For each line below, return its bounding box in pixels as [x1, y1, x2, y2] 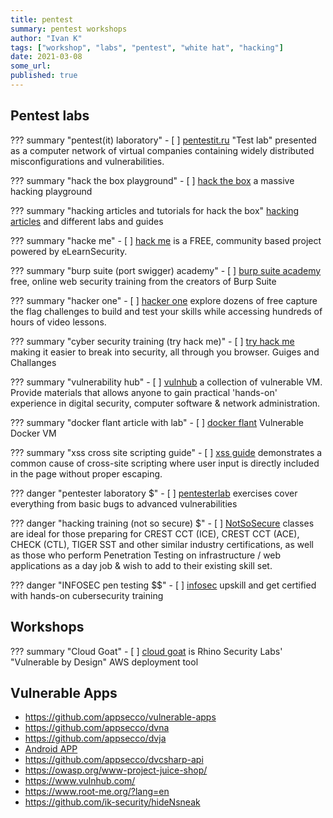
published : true [10, 71, 78, 81]
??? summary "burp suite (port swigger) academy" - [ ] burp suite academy [10, 264, 322, 276]
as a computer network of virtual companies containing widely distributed [10, 144, 315, 156]
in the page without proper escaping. [10, 467, 163, 480]
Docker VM [10, 427, 57, 439]
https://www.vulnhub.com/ [24, 775, 136, 787]
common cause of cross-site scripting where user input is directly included [10, 457, 320, 469]
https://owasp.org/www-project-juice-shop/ [24, 764, 208, 776]
